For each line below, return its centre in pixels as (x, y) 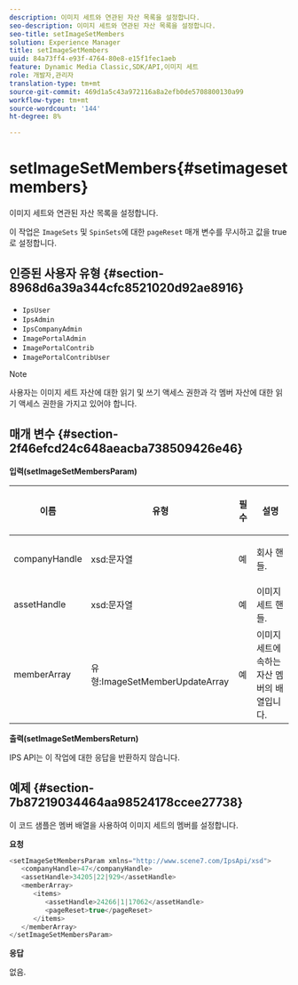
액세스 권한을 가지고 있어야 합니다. (78, 403)
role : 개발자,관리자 (41, 76)
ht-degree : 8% (35, 116)
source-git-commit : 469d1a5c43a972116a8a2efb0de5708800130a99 (126, 92)
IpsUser (36, 310)
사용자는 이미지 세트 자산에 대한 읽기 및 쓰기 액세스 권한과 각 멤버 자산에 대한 (141, 392)
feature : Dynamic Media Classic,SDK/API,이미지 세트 (104, 68)
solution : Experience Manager (65, 42)
